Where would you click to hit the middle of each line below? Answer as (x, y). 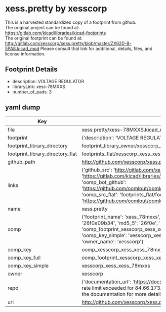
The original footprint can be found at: (44, 38)
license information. (25, 54)
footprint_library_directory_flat (42, 154)
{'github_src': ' (98, 170)
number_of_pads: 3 (32, 91)
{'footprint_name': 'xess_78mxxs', (121, 217)
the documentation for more (114, 294)
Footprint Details (31, 69)
